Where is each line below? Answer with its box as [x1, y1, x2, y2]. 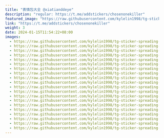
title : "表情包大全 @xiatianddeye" [5, 7, 74, 12]
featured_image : [5, 16, 38, 21]
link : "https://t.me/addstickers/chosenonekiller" [5, 21, 110, 26]
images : [5, 35, 21, 40]
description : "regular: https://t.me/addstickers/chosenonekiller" [5, 12, 145, 17]
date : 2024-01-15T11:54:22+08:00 [5, 30, 73, 35]
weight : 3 [5, 25, 25, 30]
